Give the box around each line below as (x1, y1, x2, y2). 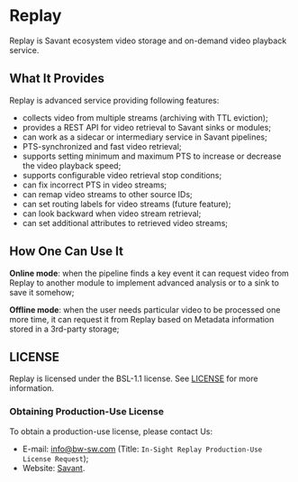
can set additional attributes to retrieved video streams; (22, 217, 228, 228)
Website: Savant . (22, 462, 86, 473)
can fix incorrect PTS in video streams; (22, 179, 167, 190)
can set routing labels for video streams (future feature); (22, 198, 231, 209)
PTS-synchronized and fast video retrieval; (22, 141, 182, 151)
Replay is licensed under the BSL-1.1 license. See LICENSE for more (9, 373, 258, 384)
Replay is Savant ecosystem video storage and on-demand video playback (9, 35, 287, 46)
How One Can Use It (9, 244, 124, 259)
